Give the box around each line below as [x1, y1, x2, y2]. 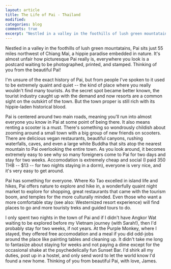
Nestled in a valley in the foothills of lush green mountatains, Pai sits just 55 [5, 45, 163, 51]
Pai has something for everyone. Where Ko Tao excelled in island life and [5, 178, 158, 183]
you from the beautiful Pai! [5, 67, 61, 73]
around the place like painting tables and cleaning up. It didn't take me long [5, 236, 163, 242]
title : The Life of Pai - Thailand [5, 12, 81, 17]
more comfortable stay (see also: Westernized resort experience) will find [5, 199, 160, 205]
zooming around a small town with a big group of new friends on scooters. [5, 130, 161, 136]
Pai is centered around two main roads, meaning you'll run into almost [5, 114, 152, 120]
